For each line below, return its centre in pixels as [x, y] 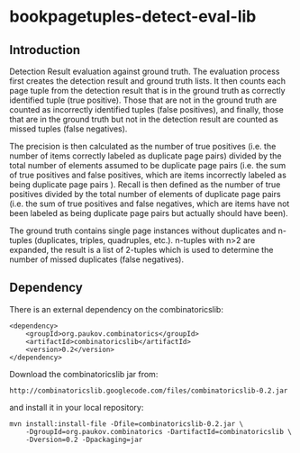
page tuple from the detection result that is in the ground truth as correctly [147, 91]
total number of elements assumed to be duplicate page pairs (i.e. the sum [148, 165]
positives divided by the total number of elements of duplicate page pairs [145, 194]
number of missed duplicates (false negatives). [97, 259]
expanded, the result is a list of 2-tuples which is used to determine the [141, 250]
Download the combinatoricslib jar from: [84, 374]
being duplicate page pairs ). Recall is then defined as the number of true [145, 185]
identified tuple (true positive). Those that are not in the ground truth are [143, 100]
